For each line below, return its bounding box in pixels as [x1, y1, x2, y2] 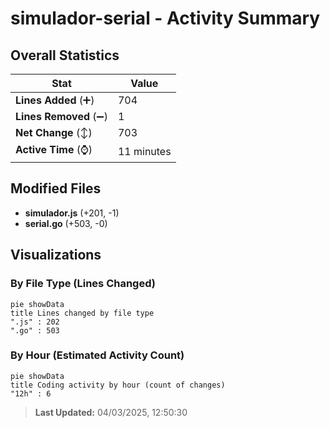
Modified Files [10, 180, 102, 197]
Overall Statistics [10, 47, 120, 64]
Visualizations [10, 247, 102, 264]
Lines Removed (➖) [15, 110, 108, 123]
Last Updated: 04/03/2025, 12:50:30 [34, 406, 188, 418]
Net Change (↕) [15, 126, 93, 139]
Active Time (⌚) [15, 143, 93, 156]
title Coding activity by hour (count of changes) [10, 380, 226, 390]
